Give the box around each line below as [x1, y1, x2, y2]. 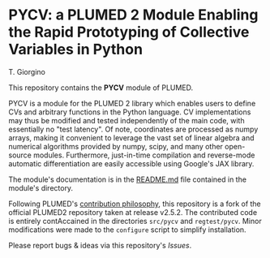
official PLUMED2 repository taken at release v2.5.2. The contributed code [8, 207, 258, 217]
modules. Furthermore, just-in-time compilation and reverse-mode [33, 150, 255, 160]
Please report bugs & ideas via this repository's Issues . [8, 240, 192, 250]
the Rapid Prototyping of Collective [8, 23, 250, 41]
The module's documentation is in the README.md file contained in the [8, 174, 247, 184]
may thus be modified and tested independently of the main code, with [8, 115, 245, 125]
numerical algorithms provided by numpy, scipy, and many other [8, 141, 223, 151]
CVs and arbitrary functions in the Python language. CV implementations [8, 107, 251, 117]
